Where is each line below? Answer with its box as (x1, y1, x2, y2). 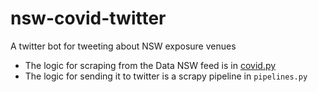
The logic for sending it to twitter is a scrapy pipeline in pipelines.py (24, 70, 308, 82)
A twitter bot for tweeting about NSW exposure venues (10, 40, 237, 52)
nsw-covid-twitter (10, 7, 167, 30)
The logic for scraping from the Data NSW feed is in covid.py (24, 59, 277, 71)
